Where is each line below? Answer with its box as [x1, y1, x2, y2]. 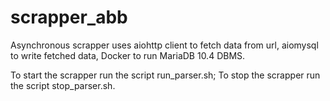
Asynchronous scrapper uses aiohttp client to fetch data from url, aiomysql [10, 39, 319, 51]
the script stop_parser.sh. [10, 79, 116, 91]
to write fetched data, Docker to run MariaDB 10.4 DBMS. [10, 49, 246, 61]
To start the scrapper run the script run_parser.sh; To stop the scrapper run [10, 69, 321, 81]
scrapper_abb [10, 6, 128, 29]
